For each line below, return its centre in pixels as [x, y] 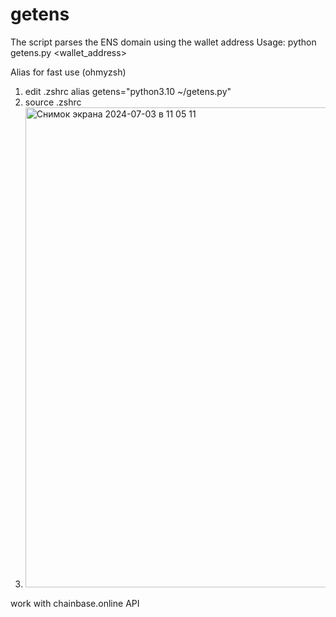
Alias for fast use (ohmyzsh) [68, 72]
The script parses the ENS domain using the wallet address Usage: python [163, 42]
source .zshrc [53, 102]
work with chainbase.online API [75, 603]
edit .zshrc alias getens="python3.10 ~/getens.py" [128, 91]
